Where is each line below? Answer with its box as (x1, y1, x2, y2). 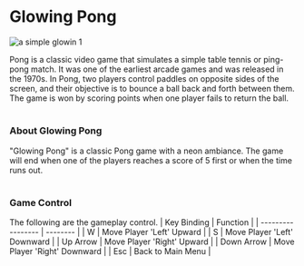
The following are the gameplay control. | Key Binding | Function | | (9, 217, 259, 228)
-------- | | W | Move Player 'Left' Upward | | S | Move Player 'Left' (45, 227, 293, 238)
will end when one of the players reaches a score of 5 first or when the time (9, 154, 293, 165)
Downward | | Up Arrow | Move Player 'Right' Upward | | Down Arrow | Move (9, 236, 295, 247)
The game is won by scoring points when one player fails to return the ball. (9, 93, 289, 103)
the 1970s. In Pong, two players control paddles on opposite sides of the (9, 73, 279, 84)
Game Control (9, 196, 73, 209)
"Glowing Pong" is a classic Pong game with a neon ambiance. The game (9, 145, 284, 156)
